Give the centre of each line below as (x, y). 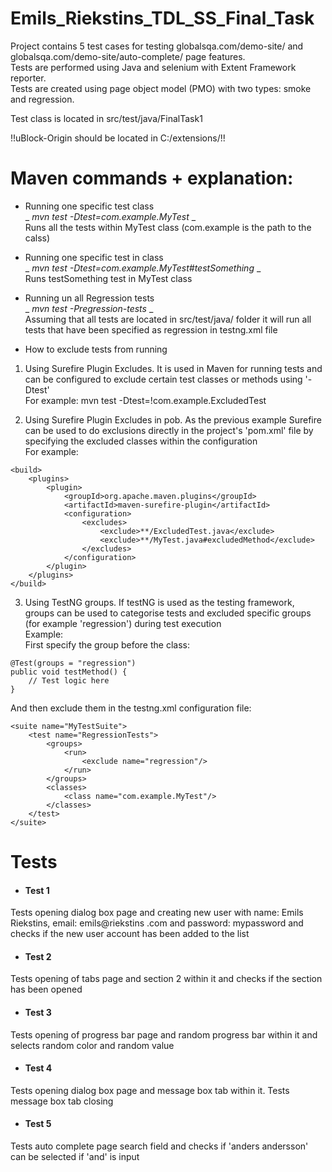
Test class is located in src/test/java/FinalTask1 (106, 118)
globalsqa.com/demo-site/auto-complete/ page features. (128, 56)
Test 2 (38, 956)
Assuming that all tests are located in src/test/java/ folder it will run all (168, 319)
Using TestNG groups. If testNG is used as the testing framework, (159, 602)
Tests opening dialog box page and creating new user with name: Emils (157, 913)
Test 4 (38, 1068)
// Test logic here (69, 680)
